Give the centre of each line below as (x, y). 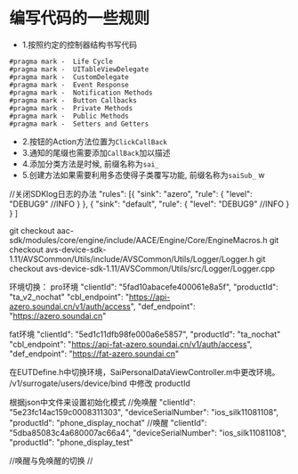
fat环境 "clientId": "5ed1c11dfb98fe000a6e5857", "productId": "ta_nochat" (145, 334)
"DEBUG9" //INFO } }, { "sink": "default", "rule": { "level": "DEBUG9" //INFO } (149, 204)
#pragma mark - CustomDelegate (69, 77)
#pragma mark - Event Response (69, 85)
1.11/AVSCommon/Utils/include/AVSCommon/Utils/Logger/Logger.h (132, 258)
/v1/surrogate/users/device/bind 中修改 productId (100, 383)
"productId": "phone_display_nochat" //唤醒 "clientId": (108, 422)
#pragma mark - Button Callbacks (73, 100)
